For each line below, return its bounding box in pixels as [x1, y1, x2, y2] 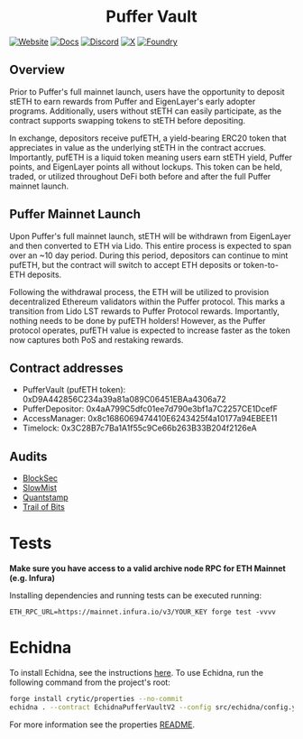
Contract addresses [9, 360, 124, 375]
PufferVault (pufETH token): [22, 384, 126, 395]
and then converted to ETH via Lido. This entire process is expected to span [9, 240, 292, 251]
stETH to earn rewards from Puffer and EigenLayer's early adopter [9, 96, 256, 106]
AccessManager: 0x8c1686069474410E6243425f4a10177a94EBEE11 [22, 413, 278, 424]
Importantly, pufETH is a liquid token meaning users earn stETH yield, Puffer [9, 152, 293, 162]
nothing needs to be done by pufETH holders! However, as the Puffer [9, 315, 266, 326]
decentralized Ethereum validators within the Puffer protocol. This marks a [9, 296, 286, 307]
